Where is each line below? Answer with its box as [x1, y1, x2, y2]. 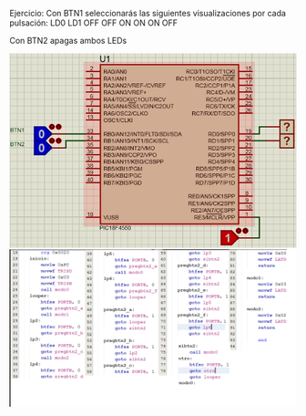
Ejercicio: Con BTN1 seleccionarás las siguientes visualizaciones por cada [9, 8, 287, 18]
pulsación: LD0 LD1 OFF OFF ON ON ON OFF [9, 17, 178, 28]
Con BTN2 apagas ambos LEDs [9, 36, 127, 46]
